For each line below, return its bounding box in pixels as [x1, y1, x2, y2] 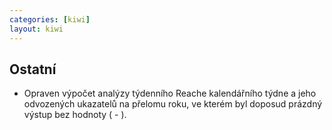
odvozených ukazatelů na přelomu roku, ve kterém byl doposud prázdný [23, 98, 323, 110]
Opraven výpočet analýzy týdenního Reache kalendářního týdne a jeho [23, 87, 317, 100]
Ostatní [9, 61, 57, 78]
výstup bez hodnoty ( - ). [23, 109, 127, 121]
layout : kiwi [9, 24, 64, 34]
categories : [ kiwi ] [9, 14, 91, 25]
